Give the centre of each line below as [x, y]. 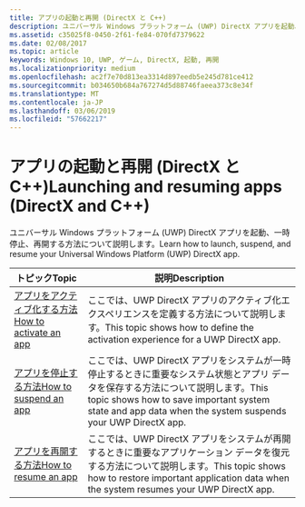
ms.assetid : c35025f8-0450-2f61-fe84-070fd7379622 [107, 35]
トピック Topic [46, 278]
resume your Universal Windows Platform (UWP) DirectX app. [125, 254]
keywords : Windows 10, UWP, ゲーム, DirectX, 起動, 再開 [114, 60]
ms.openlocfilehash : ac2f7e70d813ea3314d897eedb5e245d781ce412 [132, 77]
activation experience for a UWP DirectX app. [184, 340]
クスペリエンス [119, 314]
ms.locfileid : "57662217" [58, 119]
